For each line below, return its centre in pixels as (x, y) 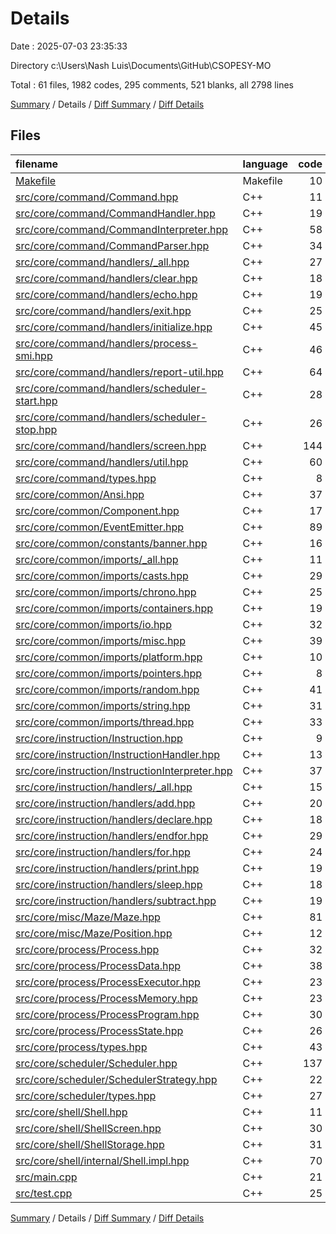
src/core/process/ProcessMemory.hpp (106, 998)
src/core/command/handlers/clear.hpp (106, 278)
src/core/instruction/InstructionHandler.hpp (118, 754)
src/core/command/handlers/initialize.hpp (114, 327)
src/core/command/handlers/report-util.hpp (119, 372)
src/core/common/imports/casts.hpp (102, 575)
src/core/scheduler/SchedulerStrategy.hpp (116, 1079)
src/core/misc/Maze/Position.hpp (94, 933)
